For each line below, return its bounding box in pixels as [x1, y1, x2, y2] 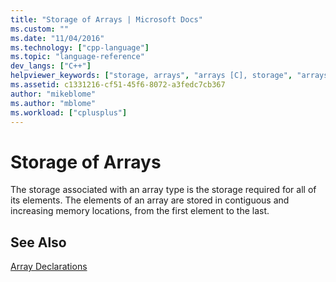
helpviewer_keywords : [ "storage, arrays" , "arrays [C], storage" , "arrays [10, 71, 329, 81]
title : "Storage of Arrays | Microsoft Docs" [10, 14, 203, 25]
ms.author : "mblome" [10, 98, 97, 108]
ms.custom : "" [10, 24, 70, 34]
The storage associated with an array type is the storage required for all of [10, 184, 317, 196]
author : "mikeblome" [10, 89, 97, 99]
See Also [10, 234, 67, 251]
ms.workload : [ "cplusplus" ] [10, 107, 128, 118]
